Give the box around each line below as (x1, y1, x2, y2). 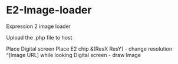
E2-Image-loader (6, 3, 92, 17)
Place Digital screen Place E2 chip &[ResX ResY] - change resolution (6, 45, 173, 52)
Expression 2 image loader (6, 23, 71, 30)
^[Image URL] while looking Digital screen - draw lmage (6, 51, 141, 58)
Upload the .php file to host (6, 34, 72, 41)
